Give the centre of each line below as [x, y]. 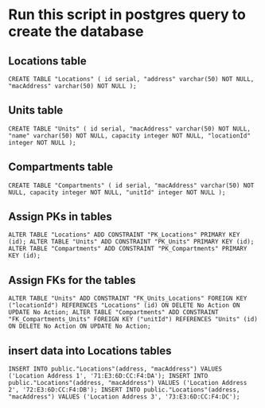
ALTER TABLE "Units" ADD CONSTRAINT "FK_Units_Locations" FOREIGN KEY [128, 299]
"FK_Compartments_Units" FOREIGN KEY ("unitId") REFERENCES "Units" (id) [133, 320]
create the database [76, 31]
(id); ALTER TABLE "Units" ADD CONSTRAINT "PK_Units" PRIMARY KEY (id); [131, 242]
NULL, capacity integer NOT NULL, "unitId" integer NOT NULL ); [117, 192]
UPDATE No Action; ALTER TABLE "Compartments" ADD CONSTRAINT [113, 313]
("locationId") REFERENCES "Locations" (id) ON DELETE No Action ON [124, 305]
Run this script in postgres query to [127, 15]
